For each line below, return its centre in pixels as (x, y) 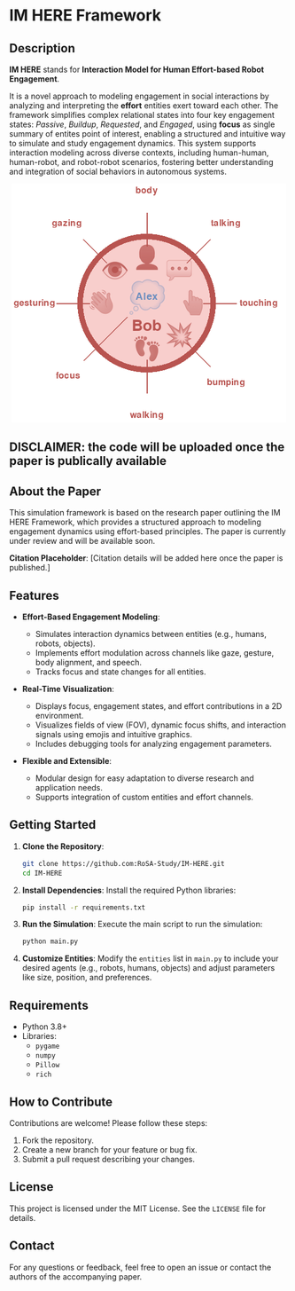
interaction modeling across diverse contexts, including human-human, (139, 153)
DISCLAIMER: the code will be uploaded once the (147, 448)
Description (42, 48)
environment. (59, 716)
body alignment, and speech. (88, 663)
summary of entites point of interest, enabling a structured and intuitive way (147, 134)
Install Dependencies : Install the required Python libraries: (129, 890)
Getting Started (53, 825)
